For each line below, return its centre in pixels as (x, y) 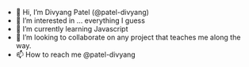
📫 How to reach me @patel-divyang (76, 54)
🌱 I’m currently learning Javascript (72, 29)
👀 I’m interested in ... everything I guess (80, 20)
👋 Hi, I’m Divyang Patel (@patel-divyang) (82, 12)
